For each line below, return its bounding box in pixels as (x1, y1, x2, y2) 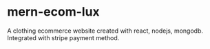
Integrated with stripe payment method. (7, 33, 120, 42)
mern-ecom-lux (7, 4, 100, 20)
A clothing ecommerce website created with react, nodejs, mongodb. (7, 27, 204, 35)
